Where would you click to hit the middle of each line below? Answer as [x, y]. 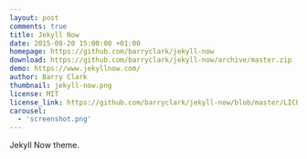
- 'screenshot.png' [55, 119]
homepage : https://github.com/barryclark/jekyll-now [112, 52]
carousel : [28, 111]
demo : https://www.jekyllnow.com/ [75, 69]
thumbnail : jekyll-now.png [61, 85]
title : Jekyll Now [44, 35]
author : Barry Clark [49, 77]
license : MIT [34, 94]
